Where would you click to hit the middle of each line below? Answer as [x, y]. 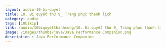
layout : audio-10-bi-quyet [33, 10]
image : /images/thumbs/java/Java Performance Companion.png [68, 32]
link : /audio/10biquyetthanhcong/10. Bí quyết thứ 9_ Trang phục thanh [80, 28]
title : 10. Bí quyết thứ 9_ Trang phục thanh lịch [58, 14]
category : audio [22, 19]
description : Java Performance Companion [49, 37]
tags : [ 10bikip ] [22, 23]
